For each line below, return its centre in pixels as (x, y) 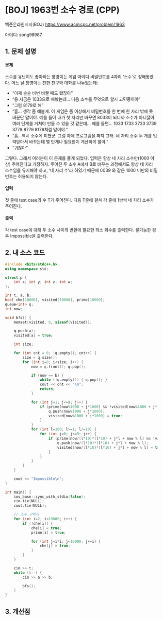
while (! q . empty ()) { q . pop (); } (73, 380)
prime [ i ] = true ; (49, 532)
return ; (47, 389)
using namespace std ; (27, 269)
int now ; (14, 309)
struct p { (16, 278)
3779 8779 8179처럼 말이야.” (40, 129)
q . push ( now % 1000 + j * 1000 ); (77, 411)
